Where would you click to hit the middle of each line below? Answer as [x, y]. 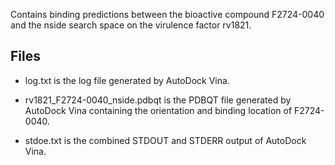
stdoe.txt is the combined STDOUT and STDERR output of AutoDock [165, 140]
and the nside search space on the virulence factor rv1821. [131, 25]
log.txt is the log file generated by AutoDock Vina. [127, 80]
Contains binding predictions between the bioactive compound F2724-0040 [167, 14]
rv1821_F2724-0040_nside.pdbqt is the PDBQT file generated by [158, 100]
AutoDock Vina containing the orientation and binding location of [158, 110]
